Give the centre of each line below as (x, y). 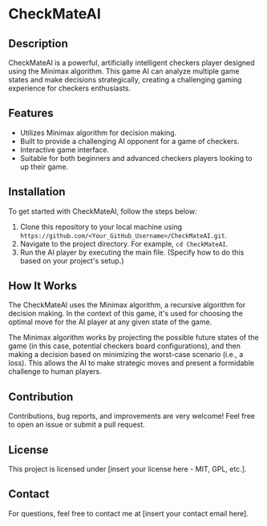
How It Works (43, 286)
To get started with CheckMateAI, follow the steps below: (103, 211)
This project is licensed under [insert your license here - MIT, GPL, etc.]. (127, 469)
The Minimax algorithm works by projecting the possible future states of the (133, 338)
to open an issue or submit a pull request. (77, 424)
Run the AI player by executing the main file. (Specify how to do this (132, 252)
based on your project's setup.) (72, 260)
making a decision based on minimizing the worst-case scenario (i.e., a (126, 355)
